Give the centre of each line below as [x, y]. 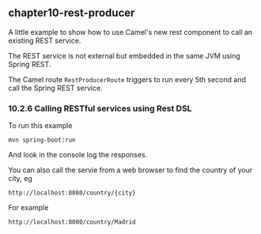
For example [28, 208]
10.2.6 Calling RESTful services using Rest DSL [100, 108]
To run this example [40, 126]
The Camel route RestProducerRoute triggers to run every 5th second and [127, 79]
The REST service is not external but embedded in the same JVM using [125, 55]
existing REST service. [45, 40]
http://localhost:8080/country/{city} [72, 193]
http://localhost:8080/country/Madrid [72, 222]
